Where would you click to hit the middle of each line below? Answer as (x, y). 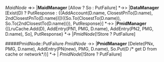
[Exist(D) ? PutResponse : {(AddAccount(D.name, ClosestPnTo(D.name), (79, 13)
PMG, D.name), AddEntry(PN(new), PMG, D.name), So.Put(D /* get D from (81, 49)
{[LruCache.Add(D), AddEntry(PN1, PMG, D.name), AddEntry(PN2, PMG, (79, 29)
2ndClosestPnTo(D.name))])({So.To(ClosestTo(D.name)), (63, 18)
